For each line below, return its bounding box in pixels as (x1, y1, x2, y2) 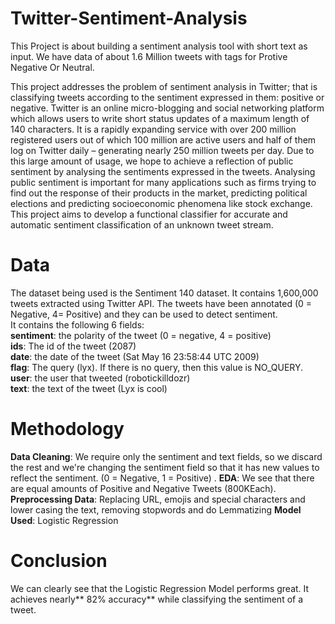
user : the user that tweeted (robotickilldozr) (10, 372, 191, 384)
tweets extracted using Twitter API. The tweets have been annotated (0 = (10, 297, 313, 309)
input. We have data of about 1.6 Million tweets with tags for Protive (10, 50, 288, 62)
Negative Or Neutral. (10, 61, 95, 73)
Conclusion (10, 550, 108, 572)
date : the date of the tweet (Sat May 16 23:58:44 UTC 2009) (10, 350, 260, 362)
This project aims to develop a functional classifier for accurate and (10, 208, 288, 220)
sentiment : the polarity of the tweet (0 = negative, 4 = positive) (10, 329, 272, 341)
